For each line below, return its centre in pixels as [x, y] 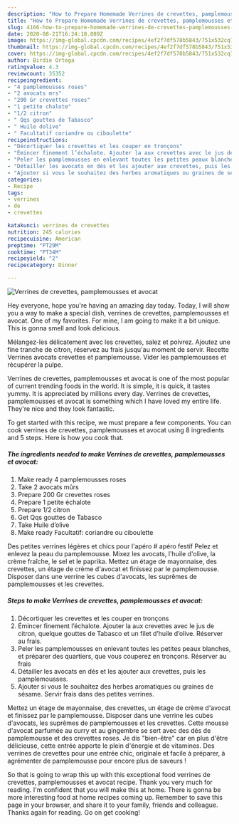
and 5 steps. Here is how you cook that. [65, 438]
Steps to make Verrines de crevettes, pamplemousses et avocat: [105, 600]
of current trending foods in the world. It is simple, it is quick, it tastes [109, 386]
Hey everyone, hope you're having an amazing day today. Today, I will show [118, 306]
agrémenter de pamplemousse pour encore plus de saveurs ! [97, 761]
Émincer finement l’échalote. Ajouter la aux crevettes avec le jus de [116, 626]
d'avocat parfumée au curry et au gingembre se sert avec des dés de [109, 730]
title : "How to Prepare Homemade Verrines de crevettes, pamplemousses [116, 21]
